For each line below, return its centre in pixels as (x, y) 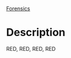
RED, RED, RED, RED (31, 49)
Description (36, 33)
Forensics (18, 9)
